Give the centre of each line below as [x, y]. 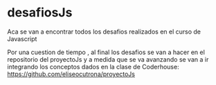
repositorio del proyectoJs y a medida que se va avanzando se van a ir [108, 59]
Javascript [22, 38]
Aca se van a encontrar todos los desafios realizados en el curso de [104, 32]
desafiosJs [40, 13]
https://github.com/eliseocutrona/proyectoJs [71, 74]
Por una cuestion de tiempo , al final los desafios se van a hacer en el [106, 52]
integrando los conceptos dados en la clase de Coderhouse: [93, 66]
